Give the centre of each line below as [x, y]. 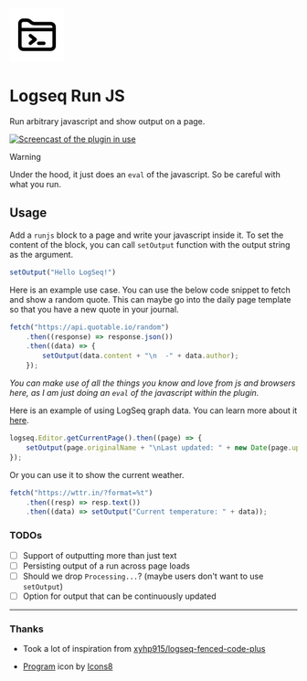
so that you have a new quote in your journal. [95, 309]
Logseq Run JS [67, 96]
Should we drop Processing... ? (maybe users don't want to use [143, 576]
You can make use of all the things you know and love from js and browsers [153, 383]
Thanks [26, 629]
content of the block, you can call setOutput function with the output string [150, 244]
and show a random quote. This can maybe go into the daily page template [150, 299]
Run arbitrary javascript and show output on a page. [107, 121]
